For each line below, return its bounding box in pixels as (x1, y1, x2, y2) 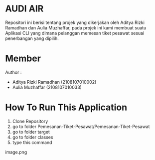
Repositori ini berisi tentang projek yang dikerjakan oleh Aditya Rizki (5, 19, 145, 25)
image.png (5, 149, 27, 155)
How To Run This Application (5, 102, 128, 113)
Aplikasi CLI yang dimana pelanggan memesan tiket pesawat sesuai (5, 30, 145, 36)
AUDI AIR (5, 3, 44, 14)
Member (5, 53, 41, 64)
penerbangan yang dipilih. (5, 35, 59, 41)
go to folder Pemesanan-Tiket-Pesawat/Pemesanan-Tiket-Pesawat (12, 123, 150, 130)
